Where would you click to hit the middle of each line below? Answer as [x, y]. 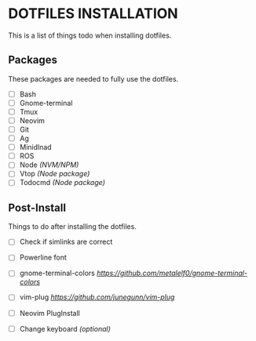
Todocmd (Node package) [62, 183]
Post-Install [37, 207]
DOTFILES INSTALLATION [93, 14]
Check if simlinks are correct [66, 242]
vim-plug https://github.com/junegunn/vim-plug [97, 297]
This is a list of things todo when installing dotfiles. [90, 35]
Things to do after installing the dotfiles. [73, 227]
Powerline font [43, 258]
